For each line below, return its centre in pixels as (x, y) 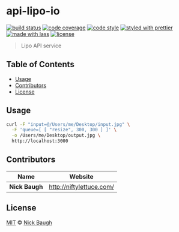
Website (82, 176)
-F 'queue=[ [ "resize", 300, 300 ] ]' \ (64, 130)
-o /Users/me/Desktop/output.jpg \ (56, 135)
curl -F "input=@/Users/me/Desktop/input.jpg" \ (68, 124)
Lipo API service (41, 46)
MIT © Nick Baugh (29, 222)
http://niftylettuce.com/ (81, 186)
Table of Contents (41, 64)
